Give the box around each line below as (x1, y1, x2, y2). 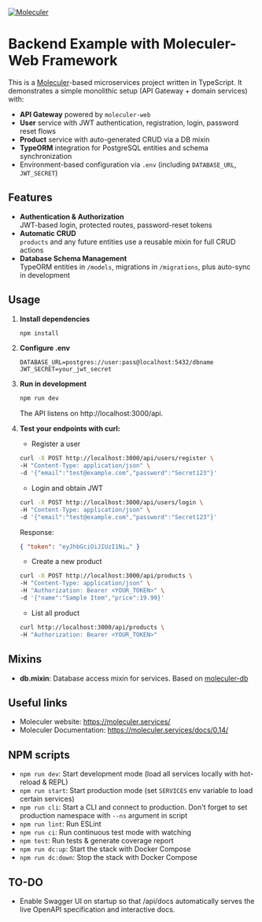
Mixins (8, 653, 42, 666)
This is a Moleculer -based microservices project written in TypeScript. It (8, 77, 242, 87)
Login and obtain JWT (31, 483, 104, 492)
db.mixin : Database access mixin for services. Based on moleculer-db (19, 673, 249, 683)
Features (8, 191, 53, 205)
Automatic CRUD (19, 228, 76, 238)
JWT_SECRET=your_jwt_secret (19, 366, 112, 374)
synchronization (19, 151, 72, 160)
